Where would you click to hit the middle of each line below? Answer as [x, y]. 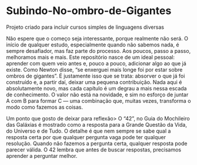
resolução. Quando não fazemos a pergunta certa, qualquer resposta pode [97, 143]
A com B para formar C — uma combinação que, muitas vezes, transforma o [98, 100]
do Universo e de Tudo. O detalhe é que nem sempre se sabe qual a [89, 131]
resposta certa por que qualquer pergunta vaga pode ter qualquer [86, 137]
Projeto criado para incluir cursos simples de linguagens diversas [85, 27]
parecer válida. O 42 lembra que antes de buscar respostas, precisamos [94, 149]
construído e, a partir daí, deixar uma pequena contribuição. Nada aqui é [94, 82]
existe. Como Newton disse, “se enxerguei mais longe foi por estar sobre [94, 69]
